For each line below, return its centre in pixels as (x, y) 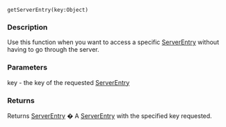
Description (27, 27)
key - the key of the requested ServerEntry (68, 82)
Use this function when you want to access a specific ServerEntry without (113, 42)
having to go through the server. (53, 50)
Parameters (27, 68)
